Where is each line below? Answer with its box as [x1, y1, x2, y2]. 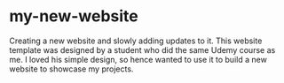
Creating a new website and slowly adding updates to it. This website [9, 35, 263, 46]
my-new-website [9, 6, 139, 26]
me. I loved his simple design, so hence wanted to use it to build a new [9, 54, 268, 64]
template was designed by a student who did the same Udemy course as [9, 44, 276, 55]
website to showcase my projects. [9, 64, 134, 74]
